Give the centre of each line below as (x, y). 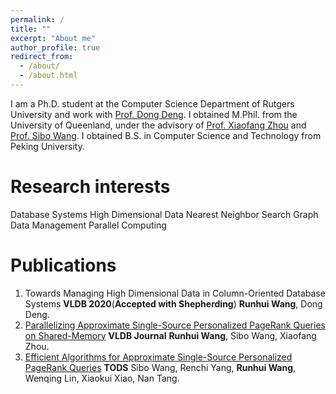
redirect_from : (42, 57)
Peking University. (47, 146)
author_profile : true (55, 47)
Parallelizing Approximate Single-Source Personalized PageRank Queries (175, 325)
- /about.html (48, 76)
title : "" (31, 29)
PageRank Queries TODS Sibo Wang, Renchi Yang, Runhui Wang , (160, 367)
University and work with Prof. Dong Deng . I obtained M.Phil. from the (154, 114)
